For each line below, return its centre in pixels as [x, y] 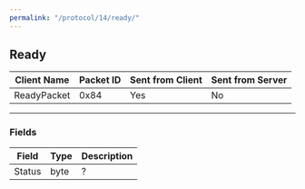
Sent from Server [249, 80]
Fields [23, 133]
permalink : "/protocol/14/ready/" [75, 18]
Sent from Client [166, 80]
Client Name [42, 80]
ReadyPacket [42, 95]
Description [107, 155]
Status [28, 171]
